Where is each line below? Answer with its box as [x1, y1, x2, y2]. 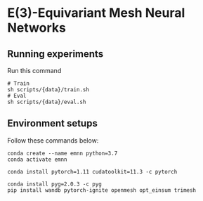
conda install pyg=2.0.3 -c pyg [7, 181, 102, 188]
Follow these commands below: [7, 136, 99, 145]
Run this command [7, 67, 62, 74]
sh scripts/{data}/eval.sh [7, 98, 86, 105]
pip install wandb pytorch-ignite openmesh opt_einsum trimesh [7, 186, 197, 194]
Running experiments [7, 48, 104, 60]
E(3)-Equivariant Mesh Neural [7, 5, 185, 21]
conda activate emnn [7, 156, 68, 163]
